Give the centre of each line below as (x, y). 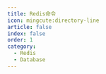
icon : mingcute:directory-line (53, 20)
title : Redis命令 (32, 14)
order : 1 (20, 40)
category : (22, 47)
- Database (30, 60)
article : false (30, 27)
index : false (26, 33)
